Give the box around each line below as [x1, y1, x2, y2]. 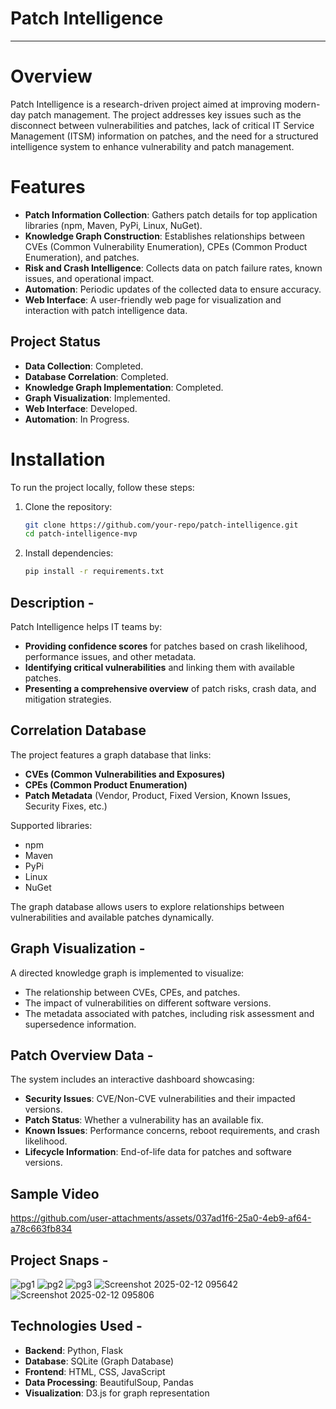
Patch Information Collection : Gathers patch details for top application [24, 208, 318, 221]
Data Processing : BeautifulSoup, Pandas [24, 1376, 194, 1388]
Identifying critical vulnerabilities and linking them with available [24, 662, 295, 673]
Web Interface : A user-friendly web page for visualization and [24, 293, 282, 306]
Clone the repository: [24, 500, 113, 512]
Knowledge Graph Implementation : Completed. [24, 381, 224, 393]
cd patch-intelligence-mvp [24, 529, 138, 539]
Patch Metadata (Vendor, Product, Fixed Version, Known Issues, [24, 789, 291, 801]
